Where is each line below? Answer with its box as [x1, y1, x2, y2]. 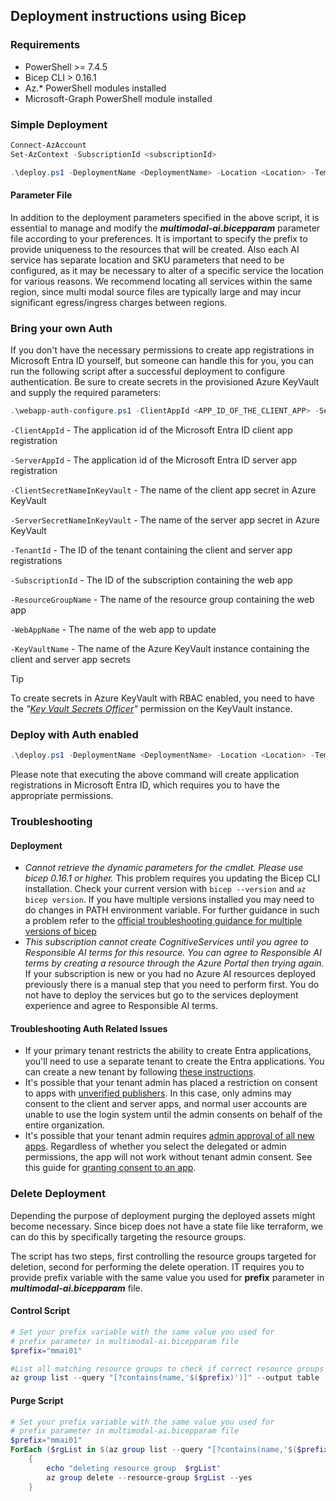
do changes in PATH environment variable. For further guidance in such [24, 904, 320, 916]
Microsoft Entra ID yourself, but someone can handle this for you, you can [10, 355, 315, 367]
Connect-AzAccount [10, 140, 87, 150]
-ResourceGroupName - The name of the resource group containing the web [10, 593, 315, 605]
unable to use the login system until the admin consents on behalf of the [24, 1109, 323, 1121]
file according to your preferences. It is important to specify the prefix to [10, 232, 308, 244]
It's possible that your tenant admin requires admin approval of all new [24, 1130, 315, 1142]
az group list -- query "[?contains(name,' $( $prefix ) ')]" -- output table [10, 1373, 320, 1383]
